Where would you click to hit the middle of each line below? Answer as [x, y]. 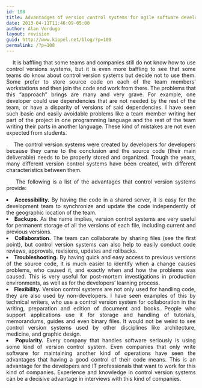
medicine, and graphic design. [44, 334]
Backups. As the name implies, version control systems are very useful [105, 219]
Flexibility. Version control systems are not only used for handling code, [105, 289]
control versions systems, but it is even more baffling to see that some [101, 69]
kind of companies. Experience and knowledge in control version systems [101, 372]
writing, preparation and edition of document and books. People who [101, 308]
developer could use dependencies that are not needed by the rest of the [101, 100]
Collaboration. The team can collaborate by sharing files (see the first [106, 238]
